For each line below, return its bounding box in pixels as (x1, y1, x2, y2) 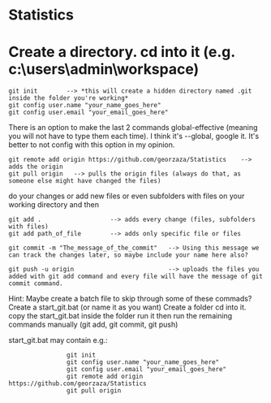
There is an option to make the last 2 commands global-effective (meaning (8, 123, 258, 132)
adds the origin (8, 162, 63, 171)
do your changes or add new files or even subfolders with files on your (8, 191, 245, 201)
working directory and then (8, 200, 100, 210)
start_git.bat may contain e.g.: (8, 336, 108, 345)
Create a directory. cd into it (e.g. (8, 43, 235, 62)
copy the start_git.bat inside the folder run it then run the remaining (8, 311, 233, 321)
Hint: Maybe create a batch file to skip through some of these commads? (8, 294, 252, 304)
